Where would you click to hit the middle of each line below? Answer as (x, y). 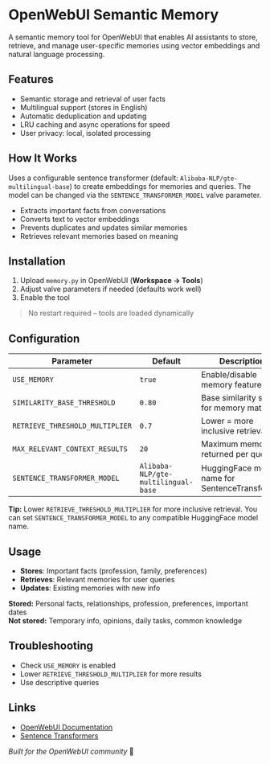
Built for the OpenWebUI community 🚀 (71, 751)
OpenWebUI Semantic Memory (114, 15)
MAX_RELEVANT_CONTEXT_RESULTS (70, 449)
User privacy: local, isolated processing (85, 133)
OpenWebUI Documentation (66, 727)
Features (31, 79)
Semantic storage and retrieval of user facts (93, 99)
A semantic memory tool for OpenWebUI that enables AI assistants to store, (133, 37)
